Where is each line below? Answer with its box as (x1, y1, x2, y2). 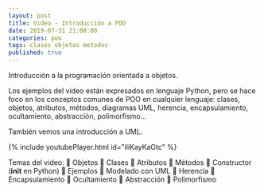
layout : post (8, 11, 52, 20)
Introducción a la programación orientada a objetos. (8, 71, 178, 80)
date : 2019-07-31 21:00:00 (8, 26, 98, 34)
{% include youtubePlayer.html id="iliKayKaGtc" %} (8, 143, 177, 151)
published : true (8, 49, 62, 57)
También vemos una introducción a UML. (8, 127, 143, 136)
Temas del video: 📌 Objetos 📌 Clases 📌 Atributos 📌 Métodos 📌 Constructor (8, 158, 252, 167)
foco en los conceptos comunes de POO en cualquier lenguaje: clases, (8, 95, 241, 104)
